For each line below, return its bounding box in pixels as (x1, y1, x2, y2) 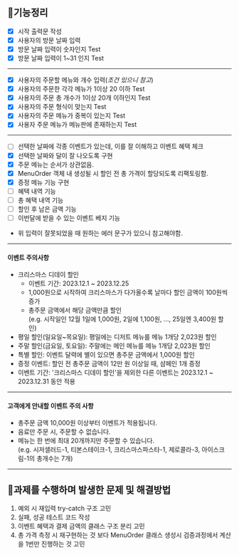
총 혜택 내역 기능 (17, 195, 64, 204)
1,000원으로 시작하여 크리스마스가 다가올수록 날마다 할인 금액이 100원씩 (28, 288, 228, 297)
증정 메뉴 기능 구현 (17, 177, 70, 187)
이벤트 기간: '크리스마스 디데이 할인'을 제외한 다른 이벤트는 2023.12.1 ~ (17, 368, 213, 377)
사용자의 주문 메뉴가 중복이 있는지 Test (17, 111, 126, 120)
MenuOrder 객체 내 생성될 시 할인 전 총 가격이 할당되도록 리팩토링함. (17, 169, 208, 177)
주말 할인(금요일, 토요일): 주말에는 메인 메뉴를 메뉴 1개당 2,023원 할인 (17, 341, 211, 351)
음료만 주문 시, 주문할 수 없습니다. (17, 427, 111, 436)
